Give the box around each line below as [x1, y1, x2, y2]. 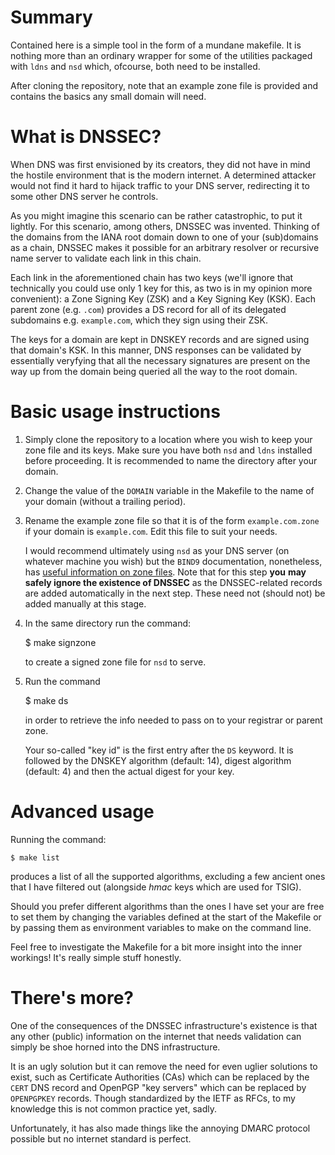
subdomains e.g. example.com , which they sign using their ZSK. [10, 314, 268, 326]
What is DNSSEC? [10, 126, 162, 148]
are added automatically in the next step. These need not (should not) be [24, 587, 326, 599]
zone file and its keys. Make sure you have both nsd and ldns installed [24, 444, 313, 456]
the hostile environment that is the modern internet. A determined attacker [10, 169, 317, 181]
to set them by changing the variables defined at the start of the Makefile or [10, 911, 322, 923]
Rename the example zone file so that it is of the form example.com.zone [24, 514, 320, 526]
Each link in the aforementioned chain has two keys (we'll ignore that [10, 271, 294, 283]
